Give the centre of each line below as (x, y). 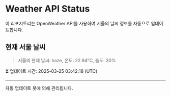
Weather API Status (48, 9)
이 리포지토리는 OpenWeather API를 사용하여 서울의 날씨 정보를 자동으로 (78, 23)
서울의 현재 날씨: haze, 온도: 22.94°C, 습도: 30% (67, 60)
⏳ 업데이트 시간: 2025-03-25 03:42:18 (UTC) (51, 71)
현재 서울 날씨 (25, 47)
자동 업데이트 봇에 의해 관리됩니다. (39, 88)
